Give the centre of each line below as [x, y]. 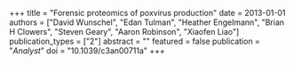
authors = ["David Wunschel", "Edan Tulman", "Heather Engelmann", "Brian [147, 22]
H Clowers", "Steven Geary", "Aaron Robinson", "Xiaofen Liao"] [124, 32]
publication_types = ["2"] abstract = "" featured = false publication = [135, 41]
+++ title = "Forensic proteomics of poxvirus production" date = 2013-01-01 [147, 13]
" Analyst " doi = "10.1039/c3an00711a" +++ [87, 51]
